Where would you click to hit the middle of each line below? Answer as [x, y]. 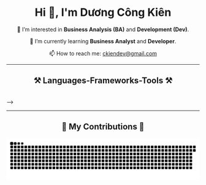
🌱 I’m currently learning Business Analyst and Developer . [103, 41]
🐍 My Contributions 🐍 [103, 127]
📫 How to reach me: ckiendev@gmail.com [103, 53]
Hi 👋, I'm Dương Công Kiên [103, 13]
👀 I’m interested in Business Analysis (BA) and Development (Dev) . [103, 29]
